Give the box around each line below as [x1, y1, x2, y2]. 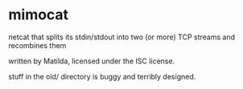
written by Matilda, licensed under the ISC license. [8, 56, 175, 66]
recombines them [8, 40, 67, 50]
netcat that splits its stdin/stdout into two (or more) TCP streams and [8, 32, 236, 42]
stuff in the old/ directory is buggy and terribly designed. [8, 71, 196, 81]
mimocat [8, 6, 69, 24]
